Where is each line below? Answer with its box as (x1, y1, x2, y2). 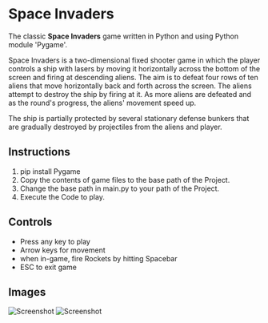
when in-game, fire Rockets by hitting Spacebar (19, 253, 178, 263)
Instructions (8, 145, 70, 159)
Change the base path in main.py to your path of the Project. (19, 184, 220, 193)
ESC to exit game (19, 262, 78, 272)
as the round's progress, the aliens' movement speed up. (8, 98, 197, 107)
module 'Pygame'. (8, 39, 68, 49)
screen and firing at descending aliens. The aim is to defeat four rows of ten (8, 72, 258, 82)
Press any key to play (19, 236, 90, 246)
